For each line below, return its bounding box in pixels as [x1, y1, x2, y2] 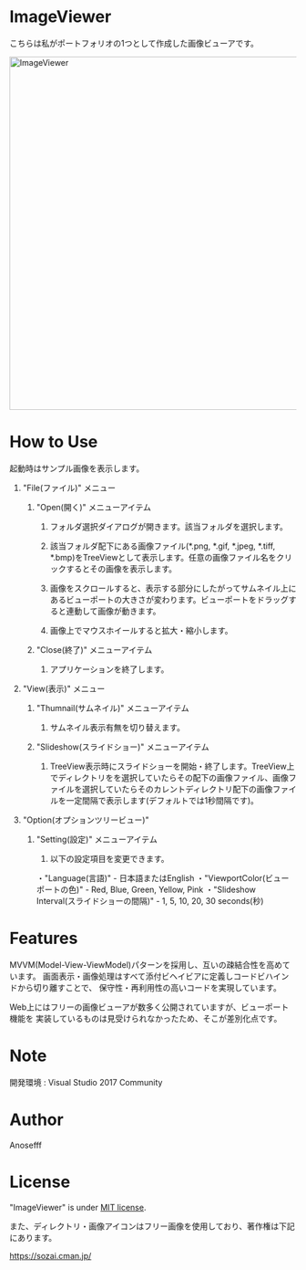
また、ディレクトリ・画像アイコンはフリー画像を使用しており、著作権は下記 [9, 1221, 295, 1232]
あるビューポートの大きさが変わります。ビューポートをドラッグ [49, 593, 289, 604]
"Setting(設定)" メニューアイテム [36, 834, 158, 845]
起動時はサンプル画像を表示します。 [9, 463, 145, 474]
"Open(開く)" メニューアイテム [36, 501, 152, 512]
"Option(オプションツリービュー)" [22, 814, 149, 825]
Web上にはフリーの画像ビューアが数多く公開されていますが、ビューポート [9, 1002, 290, 1013]
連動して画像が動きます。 [66, 605, 161, 616]
